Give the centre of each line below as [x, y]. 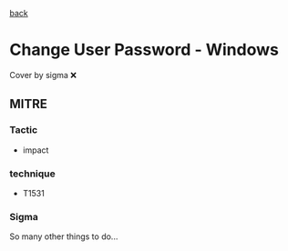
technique [33, 174]
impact [36, 150]
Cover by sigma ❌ [43, 75]
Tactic [24, 130]
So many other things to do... [64, 236]
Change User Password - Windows [144, 50]
